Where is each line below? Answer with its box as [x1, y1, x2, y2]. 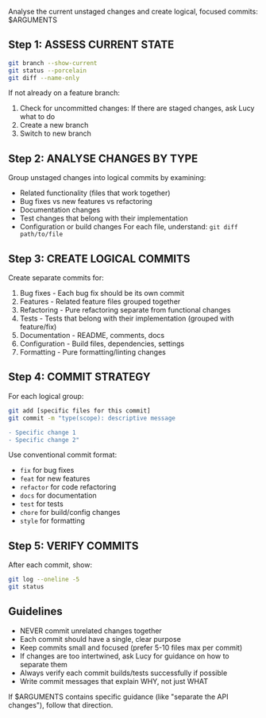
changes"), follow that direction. [8, 700, 114, 709]
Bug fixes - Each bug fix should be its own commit [19, 289, 185, 298]
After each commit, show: [8, 560, 93, 570]
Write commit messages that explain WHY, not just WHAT [19, 676, 209, 685]
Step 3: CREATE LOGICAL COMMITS [8, 251, 191, 265]
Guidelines [8, 605, 63, 618]
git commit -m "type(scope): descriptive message [8, 414, 176, 422]
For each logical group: [8, 391, 84, 401]
